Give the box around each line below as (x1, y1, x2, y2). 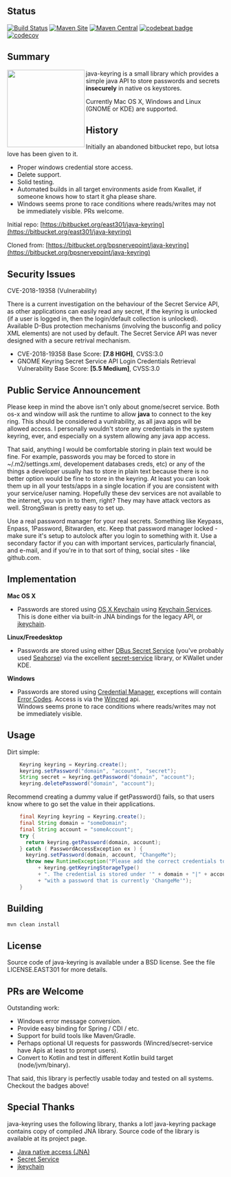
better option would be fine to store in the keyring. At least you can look (7, 475, 210, 483)
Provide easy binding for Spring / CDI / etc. (16, 1024, 140, 1033)
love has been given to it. (7, 150, 78, 158)
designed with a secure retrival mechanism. (7, 336, 131, 345)
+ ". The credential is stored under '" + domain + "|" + (37, 871, 208, 878)
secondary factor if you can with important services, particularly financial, (7, 539, 217, 548)
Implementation (7, 574, 77, 585)
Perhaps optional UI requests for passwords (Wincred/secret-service (16, 1039, 213, 1047)
